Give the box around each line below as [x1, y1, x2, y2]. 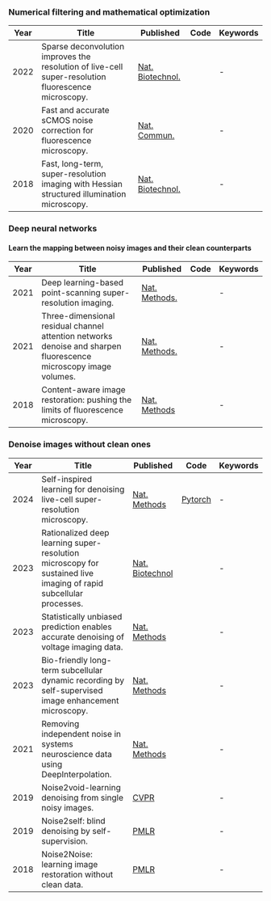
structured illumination [41, 188, 127, 200]
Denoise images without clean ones [8, 439, 152, 450]
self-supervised [41, 684, 103, 696]
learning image [41, 858, 98, 869]
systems [41, 738, 74, 750]
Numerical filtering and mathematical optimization [8, 6, 211, 18]
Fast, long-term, [41, 159, 103, 170]
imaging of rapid [41, 577, 103, 589]
